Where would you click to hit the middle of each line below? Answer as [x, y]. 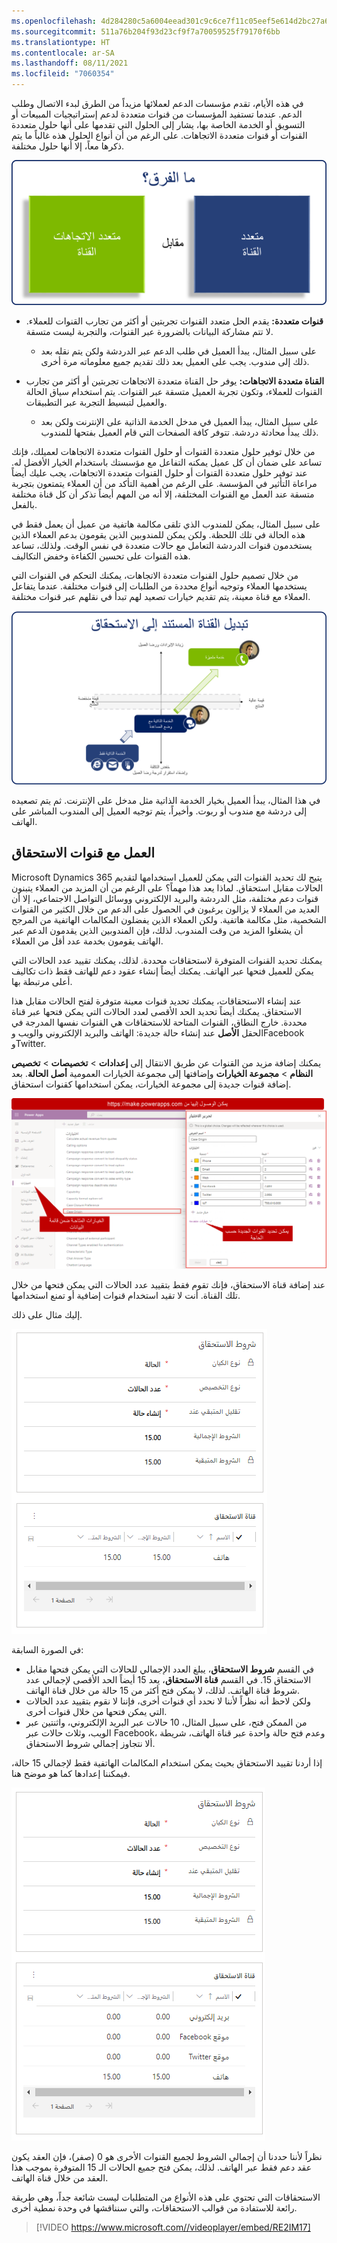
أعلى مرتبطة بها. [42, 981]
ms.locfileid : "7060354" [63, 74]
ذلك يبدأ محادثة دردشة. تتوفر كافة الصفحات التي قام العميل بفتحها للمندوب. [179, 432]
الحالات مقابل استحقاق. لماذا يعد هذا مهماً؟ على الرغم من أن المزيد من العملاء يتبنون [167, 887]
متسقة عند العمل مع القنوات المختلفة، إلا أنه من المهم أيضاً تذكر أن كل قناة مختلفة [163, 494]
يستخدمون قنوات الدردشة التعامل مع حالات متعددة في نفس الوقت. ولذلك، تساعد [162, 546]
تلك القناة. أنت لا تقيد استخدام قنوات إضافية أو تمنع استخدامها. [126, 1295]
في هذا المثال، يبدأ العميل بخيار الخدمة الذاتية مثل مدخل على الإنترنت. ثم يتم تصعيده [166, 800]
